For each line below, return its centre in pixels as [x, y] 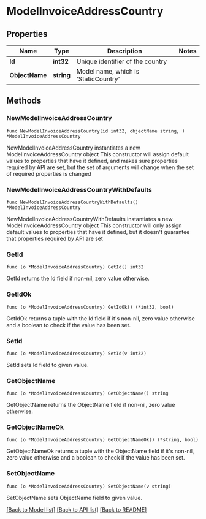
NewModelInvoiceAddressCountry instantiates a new [73, 148]
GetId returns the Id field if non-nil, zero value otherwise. [78, 278]
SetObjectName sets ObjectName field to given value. [74, 498]
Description [124, 51]
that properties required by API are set [55, 238]
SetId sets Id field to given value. [48, 365]
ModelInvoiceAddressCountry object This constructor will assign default [97, 154]
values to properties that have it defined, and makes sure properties [92, 161]
